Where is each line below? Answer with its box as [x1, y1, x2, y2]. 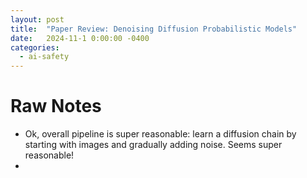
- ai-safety [19, 52, 70, 62]
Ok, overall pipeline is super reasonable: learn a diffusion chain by [24, 128, 297, 140]
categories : [10, 42, 60, 53]
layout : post [10, 14, 65, 25]
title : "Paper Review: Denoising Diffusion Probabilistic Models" [10, 24, 298, 34]
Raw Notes [10, 95, 102, 118]
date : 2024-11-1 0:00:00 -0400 [10, 33, 150, 43]
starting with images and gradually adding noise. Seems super [24, 139, 283, 151]
